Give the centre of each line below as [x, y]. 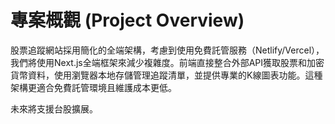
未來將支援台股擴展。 [54, 108]
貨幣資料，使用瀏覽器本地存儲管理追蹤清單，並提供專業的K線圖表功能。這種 [166, 75]
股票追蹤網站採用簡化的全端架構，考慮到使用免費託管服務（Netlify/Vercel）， [167, 50]
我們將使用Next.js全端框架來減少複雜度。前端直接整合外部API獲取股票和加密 [167, 62]
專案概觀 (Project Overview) [127, 20]
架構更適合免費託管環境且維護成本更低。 [93, 87]
